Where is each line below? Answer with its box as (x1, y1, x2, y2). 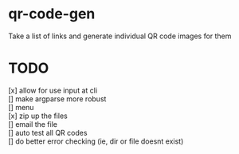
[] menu (8, 102, 34, 112)
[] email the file (8, 119, 58, 128)
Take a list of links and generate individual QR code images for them (8, 31, 232, 41)
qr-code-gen (8, 5, 96, 23)
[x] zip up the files (8, 111, 68, 120)
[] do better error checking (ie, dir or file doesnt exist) (8, 136, 184, 146)
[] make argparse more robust (8, 93, 107, 104)
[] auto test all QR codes (8, 128, 88, 137)
